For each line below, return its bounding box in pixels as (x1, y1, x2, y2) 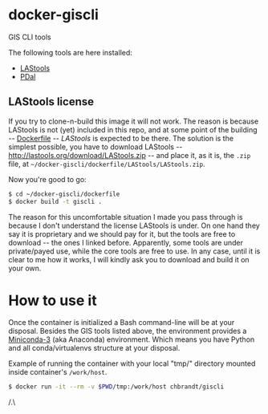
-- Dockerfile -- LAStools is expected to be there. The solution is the (8, 133, 234, 143)
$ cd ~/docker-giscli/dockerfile (8, 190, 120, 198)
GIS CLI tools (8, 32, 51, 42)
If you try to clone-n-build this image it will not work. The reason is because (8, 116, 259, 126)
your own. (8, 263, 42, 273)
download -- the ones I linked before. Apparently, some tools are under (8, 237, 243, 247)
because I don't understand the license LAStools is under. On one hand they (8, 221, 261, 230)
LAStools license (8, 95, 95, 109)
